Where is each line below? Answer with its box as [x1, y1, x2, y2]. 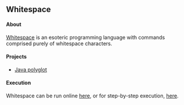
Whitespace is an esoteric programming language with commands [6, 34, 165, 41]
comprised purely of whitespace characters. [6, 40, 112, 47]
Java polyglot [14, 66, 48, 73]
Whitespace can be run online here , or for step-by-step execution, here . [6, 92, 179, 99]
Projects [6, 53, 27, 60]
